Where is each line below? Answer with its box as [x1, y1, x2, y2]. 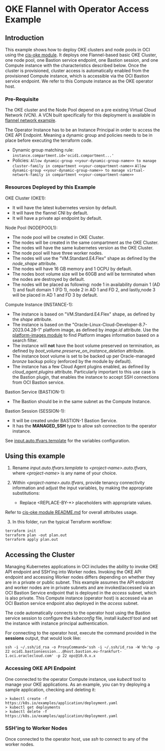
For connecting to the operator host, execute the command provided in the [5, 630, 157, 636]
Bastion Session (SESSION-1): [5, 408, 66, 414]
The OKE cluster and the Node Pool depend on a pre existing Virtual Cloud [5, 107, 156, 113]
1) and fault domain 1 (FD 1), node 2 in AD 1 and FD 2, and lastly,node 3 [12, 286, 156, 292]
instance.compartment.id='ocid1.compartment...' [12, 153, 114, 158]
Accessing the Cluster [5, 551, 75, 559]
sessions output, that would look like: [5, 635, 81, 641]
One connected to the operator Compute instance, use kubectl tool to [5, 676, 146, 682]
